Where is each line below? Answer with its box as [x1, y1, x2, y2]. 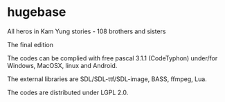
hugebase [7, 4, 66, 20]
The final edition [7, 40, 54, 49]
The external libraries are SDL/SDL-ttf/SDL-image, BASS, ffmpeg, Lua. [7, 74, 208, 83]
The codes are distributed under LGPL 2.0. [7, 88, 129, 96]
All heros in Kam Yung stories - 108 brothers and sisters [7, 27, 166, 35]
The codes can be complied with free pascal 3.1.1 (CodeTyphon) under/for [7, 53, 218, 62]
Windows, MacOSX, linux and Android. [7, 61, 118, 69]
